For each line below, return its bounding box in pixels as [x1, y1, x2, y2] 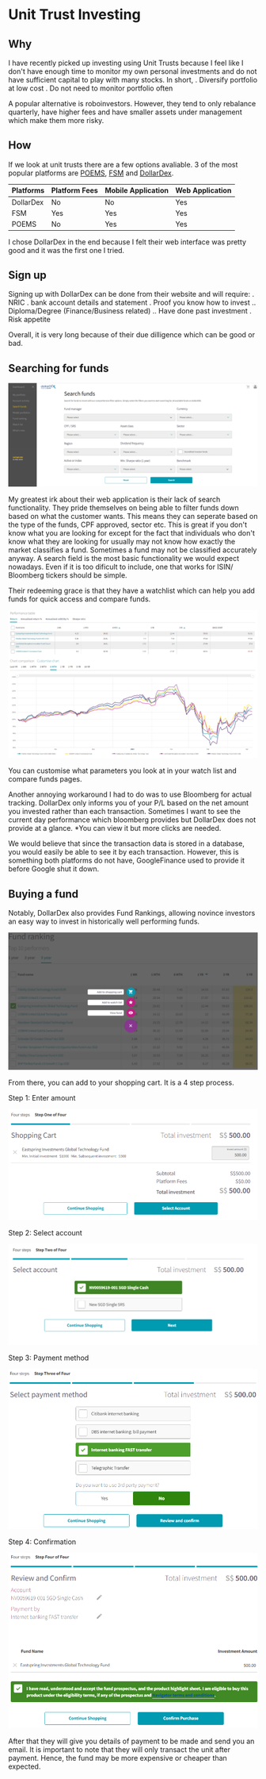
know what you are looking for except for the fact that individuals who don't [8, 528, 255, 537]
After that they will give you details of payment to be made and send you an [8, 1736, 255, 1746]
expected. [8, 1762, 41, 1771]
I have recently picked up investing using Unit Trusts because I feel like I [8, 58, 244, 67]
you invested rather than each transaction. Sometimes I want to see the [8, 807, 241, 816]
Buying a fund [8, 887, 79, 901]
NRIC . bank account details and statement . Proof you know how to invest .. [8, 298, 256, 307]
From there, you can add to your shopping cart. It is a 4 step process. [8, 1078, 235, 1087]
